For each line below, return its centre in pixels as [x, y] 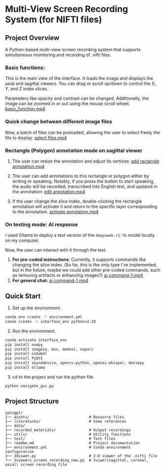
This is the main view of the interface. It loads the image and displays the [79, 78]
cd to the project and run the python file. [53, 377]
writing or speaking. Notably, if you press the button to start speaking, [83, 181]
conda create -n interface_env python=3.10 [50, 322]
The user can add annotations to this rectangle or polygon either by [81, 176]
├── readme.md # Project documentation [72, 443]
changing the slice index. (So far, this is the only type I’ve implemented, [85, 265]
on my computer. [22, 241]
